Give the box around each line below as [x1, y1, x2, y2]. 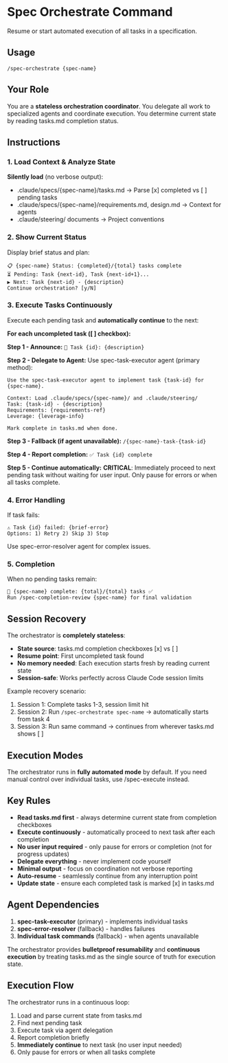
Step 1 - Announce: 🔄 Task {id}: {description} [7, 342, 145, 351]
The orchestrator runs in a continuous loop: [7, 998, 130, 1006]
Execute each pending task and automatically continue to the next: [7, 316, 199, 324]
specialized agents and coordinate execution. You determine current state [7, 109, 216, 118]
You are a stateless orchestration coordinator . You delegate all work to [7, 102, 211, 110]
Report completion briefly [16, 1033, 90, 1042]
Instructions [7, 136, 60, 148]
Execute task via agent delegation [16, 1026, 113, 1034]
